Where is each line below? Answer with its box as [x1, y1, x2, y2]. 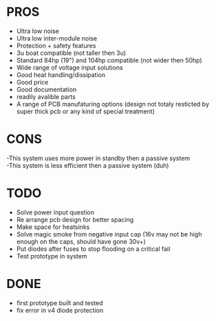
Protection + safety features [16, 41, 96, 49]
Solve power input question [16, 208, 94, 217]
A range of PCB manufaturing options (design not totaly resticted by [16, 100, 210, 108]
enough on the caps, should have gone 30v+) [16, 237, 146, 245]
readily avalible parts [16, 92, 76, 100]
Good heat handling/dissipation [16, 70, 106, 79]
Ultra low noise [16, 27, 59, 35]
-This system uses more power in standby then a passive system [6, 154, 191, 162]
